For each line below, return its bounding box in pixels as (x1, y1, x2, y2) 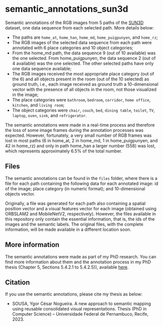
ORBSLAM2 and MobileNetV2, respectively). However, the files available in (5, 211, 156, 217)
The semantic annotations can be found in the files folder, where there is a (5, 175, 158, 181)
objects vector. (5, 191, 35, 197)
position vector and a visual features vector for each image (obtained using (5, 205, 157, 211)
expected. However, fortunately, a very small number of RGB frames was (5, 132, 152, 138)
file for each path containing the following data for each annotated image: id (5, 180, 159, 186)
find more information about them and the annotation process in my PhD (5, 259, 151, 265)
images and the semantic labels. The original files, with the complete (5, 221, 143, 227)
